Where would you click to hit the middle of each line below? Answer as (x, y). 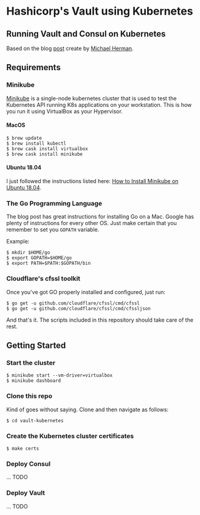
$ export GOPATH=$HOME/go (39, 258)
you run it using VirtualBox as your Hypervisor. (64, 111)
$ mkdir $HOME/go (28, 253)
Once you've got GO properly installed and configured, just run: (86, 292)
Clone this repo (29, 396)
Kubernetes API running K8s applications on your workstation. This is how (99, 104)
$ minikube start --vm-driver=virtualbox (60, 376)
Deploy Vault (26, 493)
